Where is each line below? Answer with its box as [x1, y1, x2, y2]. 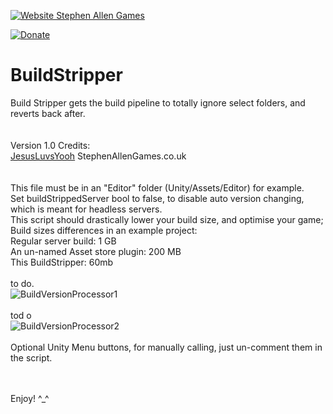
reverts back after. [10, 107, 86, 119]
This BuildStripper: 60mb [10, 256, 114, 268]
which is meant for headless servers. [10, 203, 163, 215]
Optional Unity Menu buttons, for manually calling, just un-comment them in [10, 341, 323, 353]
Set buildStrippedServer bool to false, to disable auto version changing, [10, 192, 305, 204]
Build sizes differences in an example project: [10, 224, 198, 236]
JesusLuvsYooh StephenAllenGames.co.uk [10, 150, 187, 162]
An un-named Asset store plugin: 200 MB [10, 245, 182, 257]
